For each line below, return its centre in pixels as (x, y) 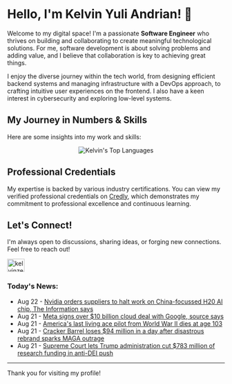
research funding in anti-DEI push (65, 353)
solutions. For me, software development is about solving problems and (109, 48)
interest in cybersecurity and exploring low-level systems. (89, 98)
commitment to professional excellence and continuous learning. (99, 203)
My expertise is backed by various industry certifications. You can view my (114, 189)
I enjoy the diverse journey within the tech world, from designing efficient (111, 76)
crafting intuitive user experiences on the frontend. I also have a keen (106, 91)
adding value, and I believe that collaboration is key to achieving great (106, 55)
